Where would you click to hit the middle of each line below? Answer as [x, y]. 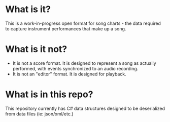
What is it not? [36, 49]
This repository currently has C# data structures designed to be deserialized [85, 108]
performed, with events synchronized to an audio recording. [75, 68]
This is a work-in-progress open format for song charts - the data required [83, 23]
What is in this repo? [49, 94]
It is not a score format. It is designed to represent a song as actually [84, 63]
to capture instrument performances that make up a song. [66, 28]
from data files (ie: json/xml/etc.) [39, 114]
